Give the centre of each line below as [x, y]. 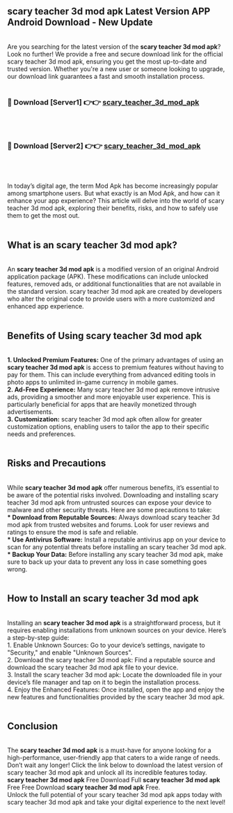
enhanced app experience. [46, 306]
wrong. [17, 569]
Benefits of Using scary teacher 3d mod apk [105, 335]
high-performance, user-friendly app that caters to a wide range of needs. [114, 758]
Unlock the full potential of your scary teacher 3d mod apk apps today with [115, 795]
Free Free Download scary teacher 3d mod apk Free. [84, 787]
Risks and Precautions [57, 463]
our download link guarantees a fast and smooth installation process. [106, 76]
